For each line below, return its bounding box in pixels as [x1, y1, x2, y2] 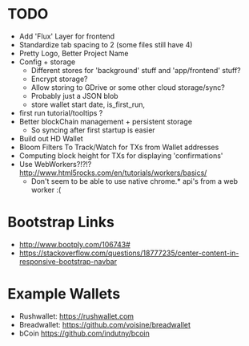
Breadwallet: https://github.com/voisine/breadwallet [18, 320, 191, 329]
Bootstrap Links [7, 214, 115, 231]
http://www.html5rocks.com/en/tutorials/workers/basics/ [18, 168, 207, 177]
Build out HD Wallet [18, 133, 83, 143]
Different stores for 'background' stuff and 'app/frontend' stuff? [30, 65, 241, 75]
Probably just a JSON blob [30, 91, 118, 100]
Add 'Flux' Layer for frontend [18, 31, 115, 41]
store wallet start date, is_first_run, [30, 100, 146, 109]
